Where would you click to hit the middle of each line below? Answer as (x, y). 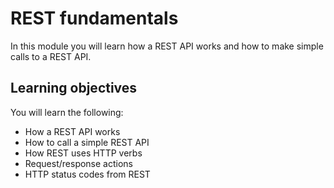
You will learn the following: (67, 112)
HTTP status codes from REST (87, 174)
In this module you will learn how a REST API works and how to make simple (167, 46)
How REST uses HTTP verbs (83, 153)
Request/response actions (78, 163)
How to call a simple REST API (87, 142)
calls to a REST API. (51, 56)
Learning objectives (74, 88)
